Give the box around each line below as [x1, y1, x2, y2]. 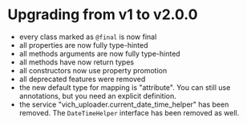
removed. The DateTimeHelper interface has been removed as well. [18, 107, 240, 117]
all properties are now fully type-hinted [18, 40, 149, 49]
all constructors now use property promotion [18, 65, 168, 75]
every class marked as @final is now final [18, 32, 157, 41]
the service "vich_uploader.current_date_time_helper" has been [18, 100, 229, 109]
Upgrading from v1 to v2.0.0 [7, 6, 198, 24]
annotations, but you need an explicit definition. [18, 91, 177, 100]
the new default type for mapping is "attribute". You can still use [18, 82, 231, 92]
